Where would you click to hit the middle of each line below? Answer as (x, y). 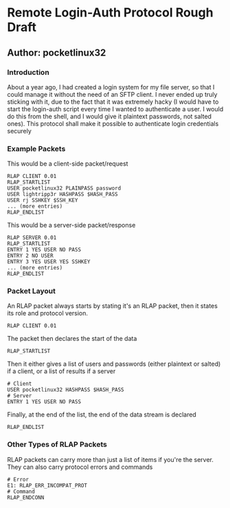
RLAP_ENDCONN (26, 497)
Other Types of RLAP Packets (57, 445)
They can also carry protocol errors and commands (80, 467)
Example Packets (36, 148)
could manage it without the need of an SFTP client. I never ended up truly (112, 94)
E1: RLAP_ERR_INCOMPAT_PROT (47, 485)
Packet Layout (32, 291)
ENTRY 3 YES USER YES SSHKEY (49, 262)
